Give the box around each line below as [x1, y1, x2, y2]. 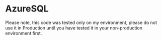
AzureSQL [5, 3, 49, 14]
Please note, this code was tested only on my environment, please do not [5, 19, 157, 25]
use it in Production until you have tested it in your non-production [5, 24, 142, 30]
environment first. [5, 30, 42, 36]
